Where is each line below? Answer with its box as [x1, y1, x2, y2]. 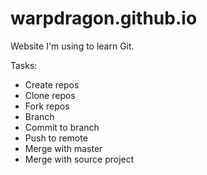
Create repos [24, 78, 80, 91]
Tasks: [10, 59, 38, 71]
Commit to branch [24, 121, 100, 133]
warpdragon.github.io [10, 7, 198, 30]
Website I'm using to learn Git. [10, 40, 135, 52]
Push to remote [24, 132, 88, 144]
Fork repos [24, 100, 70, 112]
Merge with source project [24, 153, 135, 165]
